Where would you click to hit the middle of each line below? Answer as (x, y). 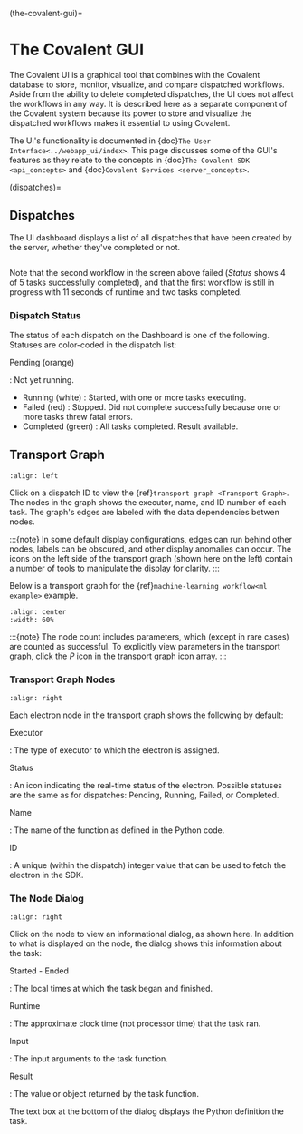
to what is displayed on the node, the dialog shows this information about (146, 943)
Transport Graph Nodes (62, 679)
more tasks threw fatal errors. (78, 417)
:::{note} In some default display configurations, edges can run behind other (151, 539)
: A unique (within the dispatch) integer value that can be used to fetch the (148, 865)
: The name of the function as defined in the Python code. (117, 830)
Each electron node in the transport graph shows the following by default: (147, 715)
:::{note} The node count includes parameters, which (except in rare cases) (149, 636)
